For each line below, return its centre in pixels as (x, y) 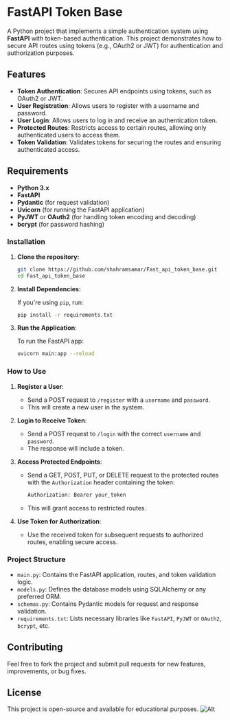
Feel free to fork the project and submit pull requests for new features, (106, 664)
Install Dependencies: (49, 289)
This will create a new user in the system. (86, 407)
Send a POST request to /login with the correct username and (114, 434)
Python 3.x (33, 188)
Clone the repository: (48, 257)
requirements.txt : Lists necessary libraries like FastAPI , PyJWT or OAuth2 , (119, 618)
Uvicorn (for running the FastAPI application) (81, 210)
